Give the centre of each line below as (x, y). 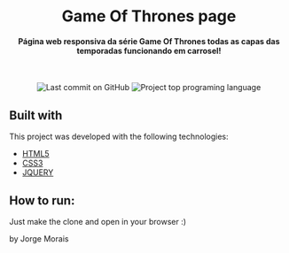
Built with (36, 115)
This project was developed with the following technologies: (119, 137)
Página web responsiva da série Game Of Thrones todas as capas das (149, 41)
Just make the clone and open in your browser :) (98, 222)
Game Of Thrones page (149, 16)
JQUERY (38, 172)
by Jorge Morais (39, 239)
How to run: (42, 200)
